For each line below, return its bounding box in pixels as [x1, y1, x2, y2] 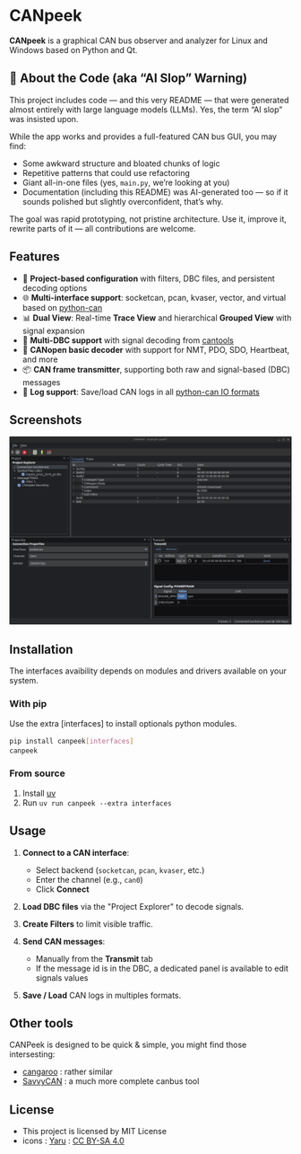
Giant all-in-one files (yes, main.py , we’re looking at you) [21, 177, 230, 188]
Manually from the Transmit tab [35, 953, 154, 964]
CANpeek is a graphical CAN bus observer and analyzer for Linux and [9, 35, 269, 46]
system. [9, 675, 39, 686]
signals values [35, 972, 89, 983]
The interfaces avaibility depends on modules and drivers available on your [9, 665, 287, 676]
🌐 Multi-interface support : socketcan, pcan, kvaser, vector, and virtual [21, 292, 287, 303]
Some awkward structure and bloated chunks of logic [21, 158, 221, 169]
